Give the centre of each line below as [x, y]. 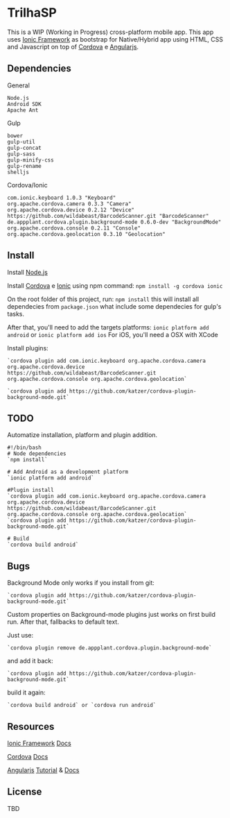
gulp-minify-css [30, 160]
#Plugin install [30, 491]
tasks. [16, 314]
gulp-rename [24, 166]
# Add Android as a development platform [68, 472]
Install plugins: [28, 348]
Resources [31, 726]
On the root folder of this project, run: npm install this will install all [103, 299]
